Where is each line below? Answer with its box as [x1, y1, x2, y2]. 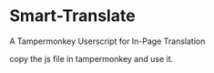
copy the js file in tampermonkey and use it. [9, 53, 174, 64]
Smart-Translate [9, 5, 136, 26]
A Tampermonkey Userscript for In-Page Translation [9, 36, 206, 47]
